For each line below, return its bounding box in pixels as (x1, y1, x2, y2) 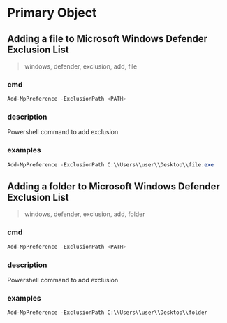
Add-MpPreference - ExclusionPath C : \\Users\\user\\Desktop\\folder (7, 309, 208, 316)
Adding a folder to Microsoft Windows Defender (7, 180, 220, 193)
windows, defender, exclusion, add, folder (24, 210, 145, 218)
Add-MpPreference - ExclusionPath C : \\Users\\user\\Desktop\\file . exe (7, 161, 214, 168)
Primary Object (7, 5, 97, 21)
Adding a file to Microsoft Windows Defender (7, 33, 208, 45)
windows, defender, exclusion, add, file (24, 62, 138, 71)
